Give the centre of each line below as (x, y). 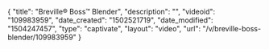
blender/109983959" (42, 37)
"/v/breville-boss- (232, 29)
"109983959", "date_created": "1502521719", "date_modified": (111, 20)
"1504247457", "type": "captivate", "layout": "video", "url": (104, 29)
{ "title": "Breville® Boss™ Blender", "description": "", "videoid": (112, 12)
